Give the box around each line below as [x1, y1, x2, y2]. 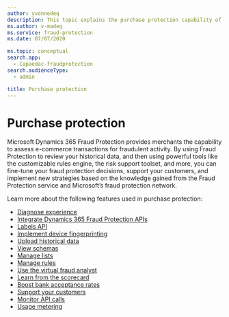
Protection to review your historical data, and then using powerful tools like [7, 152, 218, 161]
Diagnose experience [16, 208, 77, 216]
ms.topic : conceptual [7, 48, 69, 55]
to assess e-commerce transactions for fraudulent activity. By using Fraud [7, 145, 217, 153]
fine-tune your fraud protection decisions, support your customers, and [7, 167, 208, 175]
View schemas [16, 244, 59, 253]
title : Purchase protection [7, 86, 87, 92]
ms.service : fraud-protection [7, 29, 94, 36]
